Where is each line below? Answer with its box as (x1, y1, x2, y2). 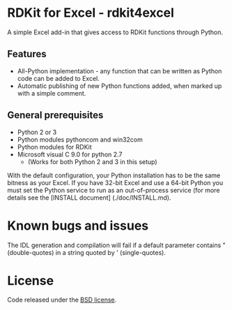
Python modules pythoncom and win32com (17, 135, 143, 144)
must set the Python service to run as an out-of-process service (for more (7, 186, 220, 194)
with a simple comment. (17, 89, 86, 97)
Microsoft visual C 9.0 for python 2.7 (17, 150, 123, 158)
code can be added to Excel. (17, 74, 100, 82)
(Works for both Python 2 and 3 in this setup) (27, 157, 158, 165)
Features (7, 48, 47, 60)
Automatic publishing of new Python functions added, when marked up (17, 82, 222, 90)
